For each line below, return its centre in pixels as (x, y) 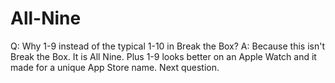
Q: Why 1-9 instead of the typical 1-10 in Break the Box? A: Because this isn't (167, 46)
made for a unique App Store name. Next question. (115, 67)
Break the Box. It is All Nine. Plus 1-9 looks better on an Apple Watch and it (163, 56)
